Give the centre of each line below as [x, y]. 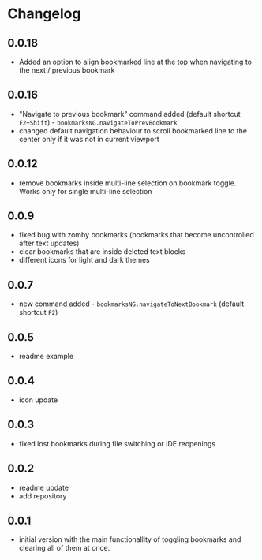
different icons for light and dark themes [84, 260]
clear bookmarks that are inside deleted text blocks [102, 252]
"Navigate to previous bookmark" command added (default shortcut [130, 114]
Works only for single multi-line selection [85, 191]
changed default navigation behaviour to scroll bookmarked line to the [133, 130]
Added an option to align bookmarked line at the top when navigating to [135, 62]
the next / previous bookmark [67, 70]
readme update [43, 487]
